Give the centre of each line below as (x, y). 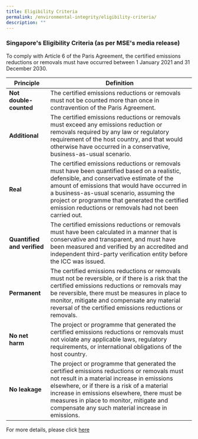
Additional (24, 135)
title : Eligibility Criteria (42, 11)
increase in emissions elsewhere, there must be (116, 393)
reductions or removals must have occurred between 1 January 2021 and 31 (98, 62)
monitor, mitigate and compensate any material (115, 300)
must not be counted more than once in (105, 100)
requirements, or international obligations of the (116, 347)
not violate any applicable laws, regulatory (108, 339)
